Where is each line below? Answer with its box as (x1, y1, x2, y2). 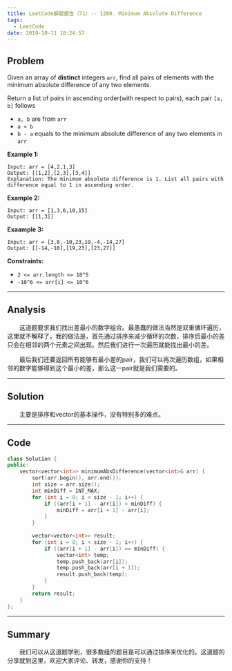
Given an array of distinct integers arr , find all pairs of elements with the (7, 73, 214, 82)
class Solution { (7, 455, 57, 462)
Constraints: (7, 257, 44, 265)
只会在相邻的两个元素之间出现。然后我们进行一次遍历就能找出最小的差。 (7, 340, 213, 349)
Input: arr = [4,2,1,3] (7, 164, 76, 171)
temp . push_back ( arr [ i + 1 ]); (56, 565, 140, 571)
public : (7, 462, 30, 469)
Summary (7, 628, 50, 640)
